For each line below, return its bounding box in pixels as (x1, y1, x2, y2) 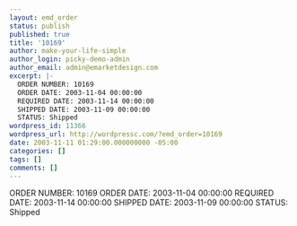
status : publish (9, 22, 70, 30)
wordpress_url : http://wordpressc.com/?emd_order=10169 (9, 130, 223, 139)
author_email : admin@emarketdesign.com (9, 64, 159, 73)
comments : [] (9, 163, 58, 172)
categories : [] (9, 146, 66, 155)
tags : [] (9, 154, 42, 164)
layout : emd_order (9, 13, 78, 22)
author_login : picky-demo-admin (9, 55, 130, 64)
